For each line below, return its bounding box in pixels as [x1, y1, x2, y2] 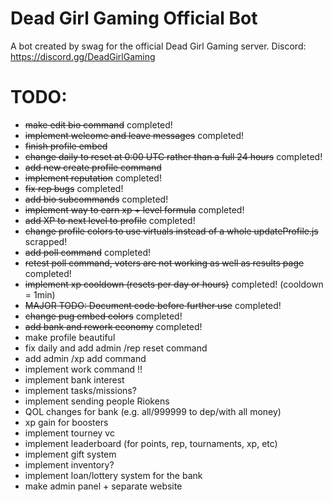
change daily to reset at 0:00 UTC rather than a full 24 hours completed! [24, 150, 323, 162]
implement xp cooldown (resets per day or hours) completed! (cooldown [24, 278, 324, 290]
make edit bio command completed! [24, 118, 173, 131]
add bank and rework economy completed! [24, 320, 203, 332]
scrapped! [24, 235, 68, 247]
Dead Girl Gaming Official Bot [10, 7, 258, 30]
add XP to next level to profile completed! [24, 214, 196, 226]
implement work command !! [24, 363, 143, 375]
